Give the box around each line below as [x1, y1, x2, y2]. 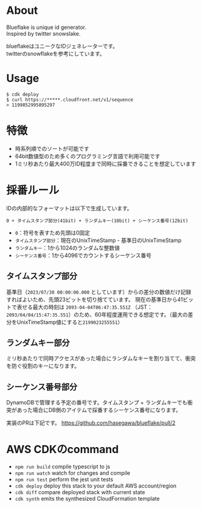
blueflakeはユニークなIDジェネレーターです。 [6, 42, 118, 49]
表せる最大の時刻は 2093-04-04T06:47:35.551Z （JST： [16, 303, 153, 311]
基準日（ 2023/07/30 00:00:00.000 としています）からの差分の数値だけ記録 [6, 288, 192, 296]
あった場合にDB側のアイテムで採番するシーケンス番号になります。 [16, 407, 181, 414]
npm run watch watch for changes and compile [14, 469, 131, 477]
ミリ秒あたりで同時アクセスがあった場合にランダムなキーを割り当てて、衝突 [6, 355, 196, 362]
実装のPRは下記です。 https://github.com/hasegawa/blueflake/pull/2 [6, 419, 176, 427]
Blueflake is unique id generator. [6, 24, 86, 31]
